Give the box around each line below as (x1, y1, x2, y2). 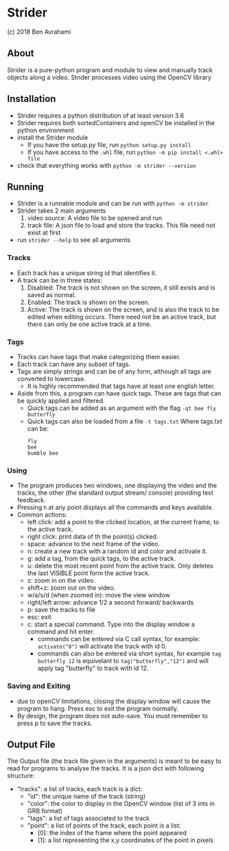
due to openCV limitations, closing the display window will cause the (16, 697, 211, 705)
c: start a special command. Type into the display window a (27, 621, 195, 629)
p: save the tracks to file (27, 605, 96, 614)
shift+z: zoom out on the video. (27, 583, 116, 592)
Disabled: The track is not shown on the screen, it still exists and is (27, 283, 216, 292)
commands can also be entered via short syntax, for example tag (37, 649, 221, 658)
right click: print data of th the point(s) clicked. (27, 532, 159, 541)
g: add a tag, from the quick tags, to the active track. (27, 554, 176, 563)
